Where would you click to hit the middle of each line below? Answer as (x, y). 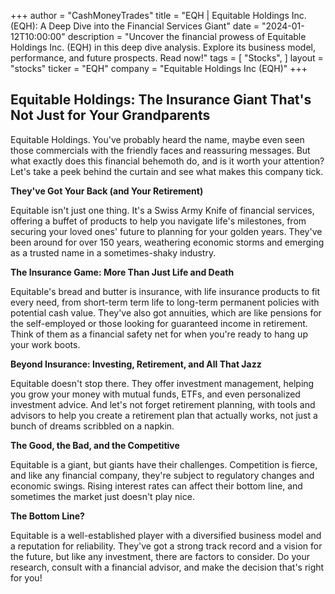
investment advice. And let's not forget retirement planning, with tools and (163, 404)
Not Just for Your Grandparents (110, 115)
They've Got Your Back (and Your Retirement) (107, 191)
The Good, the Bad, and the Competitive (95, 445)
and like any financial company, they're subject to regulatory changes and (162, 475)
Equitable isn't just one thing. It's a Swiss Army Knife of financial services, (162, 210)
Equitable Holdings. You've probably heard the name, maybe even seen (157, 139)
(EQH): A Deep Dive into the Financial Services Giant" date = (135, 26)
